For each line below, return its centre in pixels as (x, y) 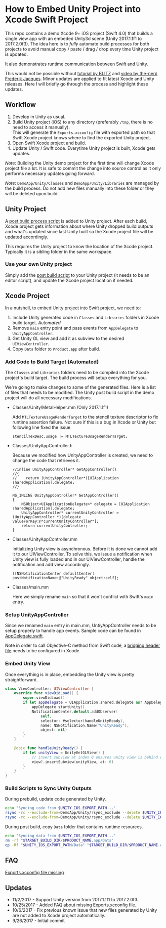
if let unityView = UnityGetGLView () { (64, 753)
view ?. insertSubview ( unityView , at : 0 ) (72, 762)
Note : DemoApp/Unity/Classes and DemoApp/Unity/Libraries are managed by (82, 183)
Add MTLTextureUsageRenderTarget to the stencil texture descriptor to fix (85, 417)
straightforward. (21, 679)
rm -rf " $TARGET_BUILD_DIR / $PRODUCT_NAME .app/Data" (59, 840)
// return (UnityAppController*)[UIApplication (65, 478)
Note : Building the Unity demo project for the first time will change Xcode (80, 163)
